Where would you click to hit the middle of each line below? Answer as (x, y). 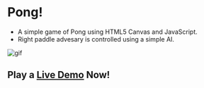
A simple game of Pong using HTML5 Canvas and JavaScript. (108, 32)
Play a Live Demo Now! (59, 75)
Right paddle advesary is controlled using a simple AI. (96, 39)
